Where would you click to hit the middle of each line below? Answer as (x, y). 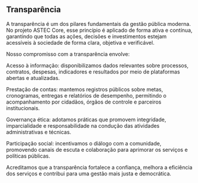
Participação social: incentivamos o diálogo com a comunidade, (84, 143)
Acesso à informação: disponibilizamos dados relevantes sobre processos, (98, 65)
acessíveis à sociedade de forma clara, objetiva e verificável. (80, 42)
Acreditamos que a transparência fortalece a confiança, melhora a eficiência (99, 167)
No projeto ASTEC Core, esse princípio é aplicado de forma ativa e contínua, (99, 30)
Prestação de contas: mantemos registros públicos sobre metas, (85, 89)
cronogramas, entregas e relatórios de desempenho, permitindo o (86, 95)
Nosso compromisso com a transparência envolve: (68, 54)
